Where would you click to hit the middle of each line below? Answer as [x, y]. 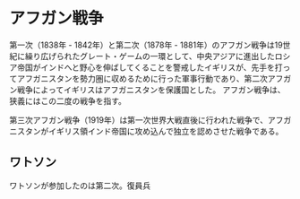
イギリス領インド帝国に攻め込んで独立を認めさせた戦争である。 [166, 131]
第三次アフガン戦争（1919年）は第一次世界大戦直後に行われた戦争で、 [139, 120]
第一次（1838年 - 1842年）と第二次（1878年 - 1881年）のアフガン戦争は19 [146, 45]
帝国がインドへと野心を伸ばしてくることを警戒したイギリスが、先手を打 [150, 67]
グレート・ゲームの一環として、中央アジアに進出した [177, 56]
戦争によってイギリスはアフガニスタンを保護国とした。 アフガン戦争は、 [151, 90]
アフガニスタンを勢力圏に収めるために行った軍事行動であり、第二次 [142, 78]
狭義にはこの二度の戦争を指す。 [68, 100]
